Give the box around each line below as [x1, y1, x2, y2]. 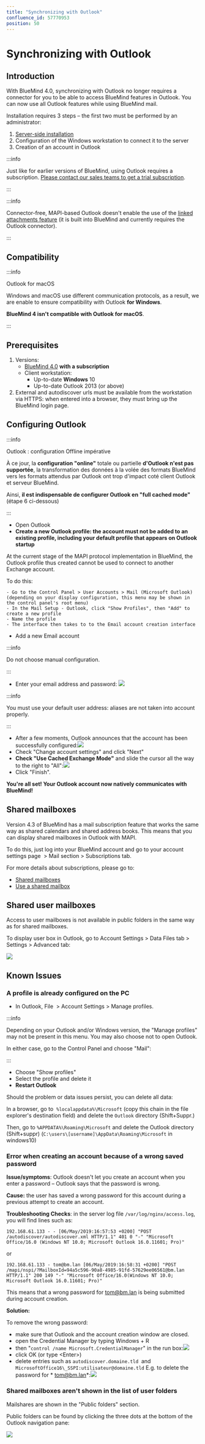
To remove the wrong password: [6, 1319, 88, 1326]
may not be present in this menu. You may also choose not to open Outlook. [6, 1033, 198, 1040]
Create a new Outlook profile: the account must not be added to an [15, 527, 188, 535]
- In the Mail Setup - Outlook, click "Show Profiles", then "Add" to [6, 605, 190, 611]
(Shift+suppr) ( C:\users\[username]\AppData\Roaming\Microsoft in [6, 1130, 173, 1138]
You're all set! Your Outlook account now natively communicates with [6, 780, 187, 788]
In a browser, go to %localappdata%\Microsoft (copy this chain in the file [6, 1105, 188, 1113]
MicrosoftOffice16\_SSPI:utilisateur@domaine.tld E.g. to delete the [15, 1364, 188, 1372]
